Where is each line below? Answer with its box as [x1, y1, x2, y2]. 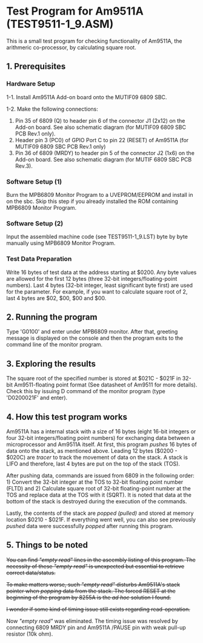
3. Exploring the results [6, 359, 96, 369]
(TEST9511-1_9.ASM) [6, 17, 114, 31]
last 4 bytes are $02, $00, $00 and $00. [6, 294, 107, 301]
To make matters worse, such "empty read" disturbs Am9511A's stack [6, 580, 181, 588]
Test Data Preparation [6, 255, 72, 263]
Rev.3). [15, 162, 33, 170]
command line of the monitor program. [6, 341, 103, 348]
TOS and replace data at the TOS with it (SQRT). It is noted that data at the [6, 491, 192, 498]
